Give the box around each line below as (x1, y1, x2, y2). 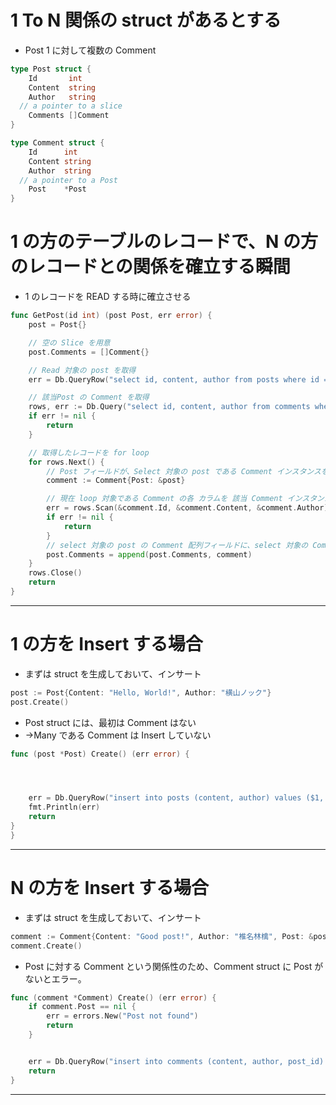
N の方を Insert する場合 (10, 877, 210, 899)
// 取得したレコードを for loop (28, 447, 150, 458)
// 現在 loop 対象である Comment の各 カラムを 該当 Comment (46, 494, 283, 504)
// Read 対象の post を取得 (28, 365, 137, 375)
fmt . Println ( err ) (28, 802, 101, 813)
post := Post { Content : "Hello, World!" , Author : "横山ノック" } (10, 687, 272, 698)
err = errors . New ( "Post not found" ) (46, 1011, 199, 1021)
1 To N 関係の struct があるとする (10, 9, 282, 32)
